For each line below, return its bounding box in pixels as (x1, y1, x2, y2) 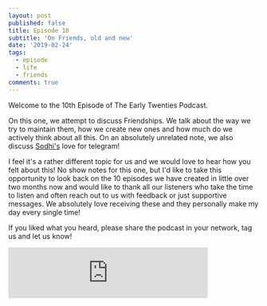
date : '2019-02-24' (8, 41, 73, 49)
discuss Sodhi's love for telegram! (8, 141, 120, 151)
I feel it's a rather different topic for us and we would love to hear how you (8, 156, 251, 166)
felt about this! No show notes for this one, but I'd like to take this (8, 165, 222, 175)
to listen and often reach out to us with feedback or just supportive (8, 190, 227, 200)
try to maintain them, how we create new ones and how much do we (8, 124, 233, 134)
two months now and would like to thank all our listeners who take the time (8, 182, 253, 191)
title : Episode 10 (8, 26, 69, 34)
